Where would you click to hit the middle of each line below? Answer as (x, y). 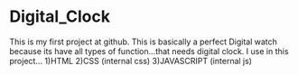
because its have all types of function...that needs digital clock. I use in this (149, 51)
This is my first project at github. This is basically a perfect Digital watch (144, 42)
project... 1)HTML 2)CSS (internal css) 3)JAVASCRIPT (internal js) (131, 61)
